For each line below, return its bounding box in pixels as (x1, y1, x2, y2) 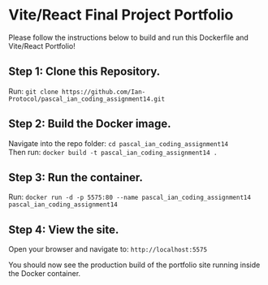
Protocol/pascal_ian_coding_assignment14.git (8, 95, 165, 103)
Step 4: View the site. (8, 222, 119, 236)
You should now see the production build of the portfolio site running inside (8, 260, 261, 270)
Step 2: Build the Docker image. (8, 117, 172, 131)
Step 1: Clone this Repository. (8, 65, 161, 79)
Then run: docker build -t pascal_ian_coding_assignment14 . (8, 147, 218, 157)
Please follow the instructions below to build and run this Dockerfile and (8, 32, 249, 42)
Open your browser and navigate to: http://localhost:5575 (8, 244, 208, 254)
